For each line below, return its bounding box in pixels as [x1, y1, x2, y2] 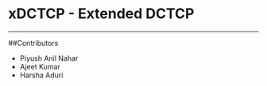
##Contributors [8, 38, 59, 47]
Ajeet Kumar [19, 62, 61, 71]
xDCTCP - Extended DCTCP [8, 5, 195, 23]
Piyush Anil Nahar [19, 53, 79, 63]
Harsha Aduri [19, 70, 64, 80]
